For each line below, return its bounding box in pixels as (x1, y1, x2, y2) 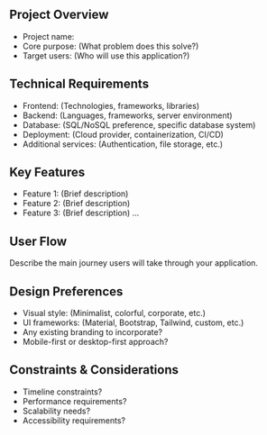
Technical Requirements (9, 77, 150, 92)
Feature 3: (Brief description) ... (22, 207, 140, 219)
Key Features (9, 165, 86, 180)
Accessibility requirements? (22, 414, 126, 426)
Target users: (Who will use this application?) (22, 50, 190, 61)
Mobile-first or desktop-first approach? (22, 337, 169, 348)
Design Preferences (9, 284, 124, 299)
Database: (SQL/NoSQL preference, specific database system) (22, 119, 256, 130)
